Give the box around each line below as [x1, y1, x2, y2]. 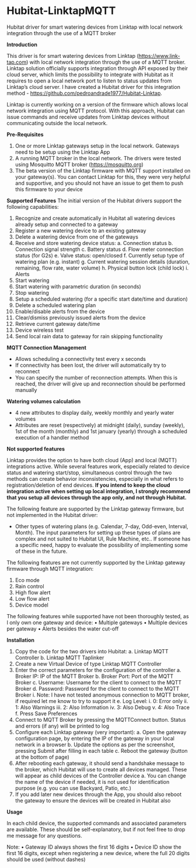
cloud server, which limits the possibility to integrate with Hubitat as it [6, 71, 174, 78]
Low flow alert [15, 595, 50, 602]
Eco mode [15, 576, 40, 583]
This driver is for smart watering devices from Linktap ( [6, 52, 139, 59]
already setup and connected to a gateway [15, 221, 118, 228]
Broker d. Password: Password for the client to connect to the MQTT [15, 685, 180, 692]
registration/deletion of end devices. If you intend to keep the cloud [6, 481, 171, 488]
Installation [6, 636, 34, 643]
